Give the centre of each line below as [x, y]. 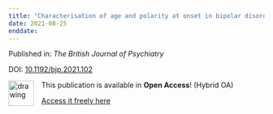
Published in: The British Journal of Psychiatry [86, 54]
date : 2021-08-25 [38, 23]
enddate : [23, 31]
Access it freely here [76, 101]
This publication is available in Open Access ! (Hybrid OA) [137, 85]
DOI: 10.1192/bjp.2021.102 [51, 70]
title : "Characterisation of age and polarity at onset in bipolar [125, 16]
